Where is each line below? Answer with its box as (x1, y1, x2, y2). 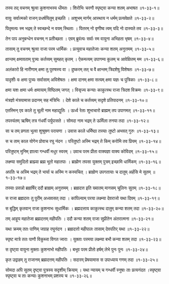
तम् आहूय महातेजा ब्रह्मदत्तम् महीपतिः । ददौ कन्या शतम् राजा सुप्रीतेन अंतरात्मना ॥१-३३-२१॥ (5, 216, 154, 221)
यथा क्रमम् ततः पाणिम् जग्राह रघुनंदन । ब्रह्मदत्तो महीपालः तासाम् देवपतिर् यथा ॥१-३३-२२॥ (5, 226, 150, 232)
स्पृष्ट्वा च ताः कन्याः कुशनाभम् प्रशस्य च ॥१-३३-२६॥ (5, 273, 92, 279)
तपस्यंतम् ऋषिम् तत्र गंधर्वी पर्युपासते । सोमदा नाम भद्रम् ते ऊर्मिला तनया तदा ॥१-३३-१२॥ (5, 118, 149, 124)
